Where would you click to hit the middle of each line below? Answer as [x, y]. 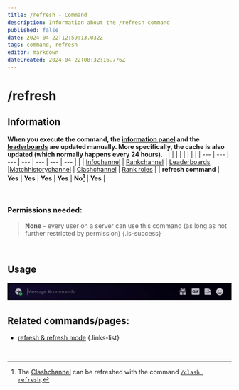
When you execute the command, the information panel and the [104, 139]
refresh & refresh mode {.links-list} [68, 338]
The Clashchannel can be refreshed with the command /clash [109, 372]
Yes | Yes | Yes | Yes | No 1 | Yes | [56, 178]
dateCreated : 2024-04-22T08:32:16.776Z [67, 60]
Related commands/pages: [69, 321]
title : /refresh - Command [47, 15]
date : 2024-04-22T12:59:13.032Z [55, 38]
